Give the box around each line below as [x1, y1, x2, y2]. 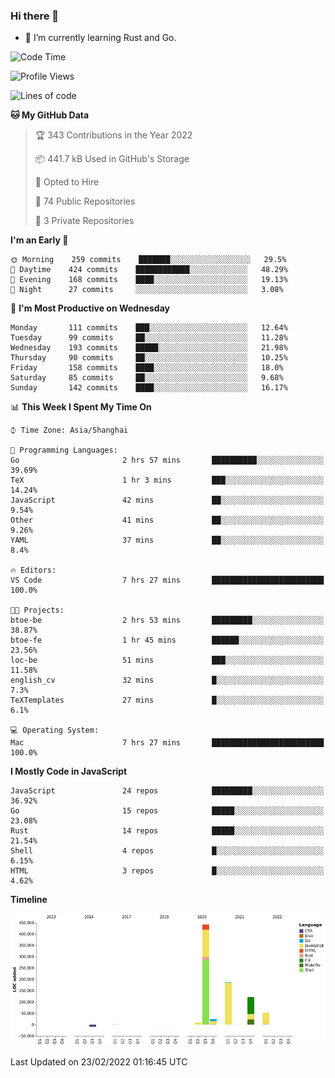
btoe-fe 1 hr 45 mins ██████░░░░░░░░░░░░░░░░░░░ [10, 635, 325, 646]
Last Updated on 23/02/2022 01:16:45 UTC [10, 1055, 188, 1068]
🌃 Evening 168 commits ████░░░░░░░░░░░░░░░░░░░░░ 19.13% [10, 275, 288, 285]
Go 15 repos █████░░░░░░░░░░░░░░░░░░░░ [10, 806, 325, 816]
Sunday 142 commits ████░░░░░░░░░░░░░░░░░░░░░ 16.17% [10, 383, 288, 393]
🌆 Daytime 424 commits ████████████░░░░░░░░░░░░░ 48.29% [10, 265, 288, 275]
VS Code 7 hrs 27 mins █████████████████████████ [10, 575, 325, 586]
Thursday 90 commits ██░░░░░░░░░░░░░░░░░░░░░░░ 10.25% [10, 353, 288, 363]
